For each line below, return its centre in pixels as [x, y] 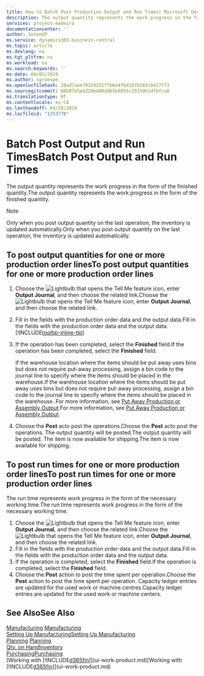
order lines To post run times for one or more [91, 474]
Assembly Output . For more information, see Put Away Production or [100, 408]
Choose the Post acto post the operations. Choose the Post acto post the [106, 426]
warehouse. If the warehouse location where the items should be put [100, 382]
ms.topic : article [29, 46]
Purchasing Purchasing [35, 654]
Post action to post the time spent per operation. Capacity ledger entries [106, 581]
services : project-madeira [40, 23]
